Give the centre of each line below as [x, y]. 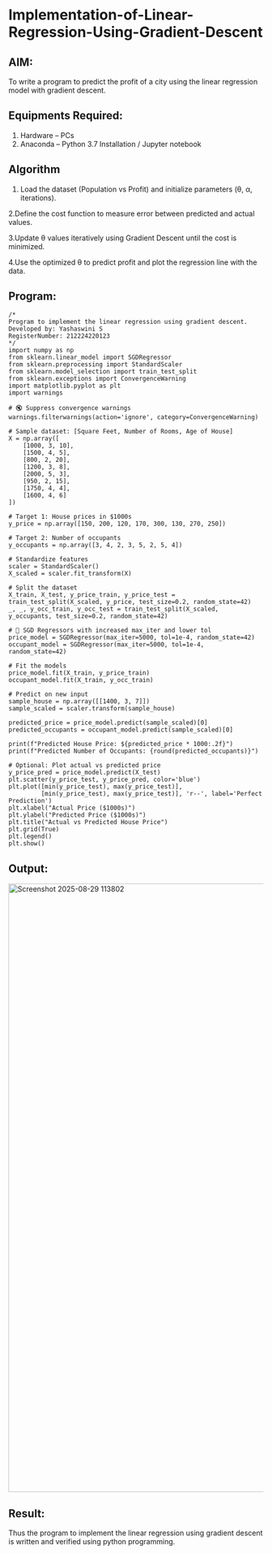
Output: [28, 868]
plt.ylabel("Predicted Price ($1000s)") [78, 815]
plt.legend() [30, 837]
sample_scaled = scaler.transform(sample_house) [92, 709]
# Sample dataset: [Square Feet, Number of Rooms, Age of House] [121, 432]
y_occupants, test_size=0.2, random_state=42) [88, 616]
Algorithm [34, 169]
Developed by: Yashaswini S [56, 329]
